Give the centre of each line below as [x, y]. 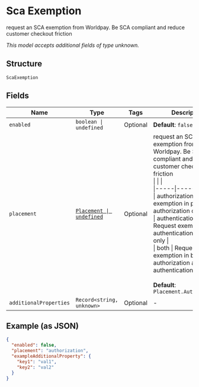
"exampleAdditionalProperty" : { [52, 356]
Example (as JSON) [42, 326]
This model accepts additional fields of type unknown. [73, 45]
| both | [163, 248]
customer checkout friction [39, 33]
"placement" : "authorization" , [50, 351]
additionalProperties [39, 303]
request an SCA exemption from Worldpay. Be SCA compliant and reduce [96, 27]
